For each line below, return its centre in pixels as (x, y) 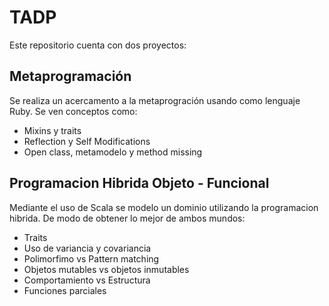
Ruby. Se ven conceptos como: (73, 111)
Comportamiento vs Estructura (87, 280)
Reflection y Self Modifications (87, 141)
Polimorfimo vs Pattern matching (91, 258)
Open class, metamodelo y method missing (113, 152)
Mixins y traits (52, 130)
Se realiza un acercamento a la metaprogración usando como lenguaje (155, 100)
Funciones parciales (65, 290)
